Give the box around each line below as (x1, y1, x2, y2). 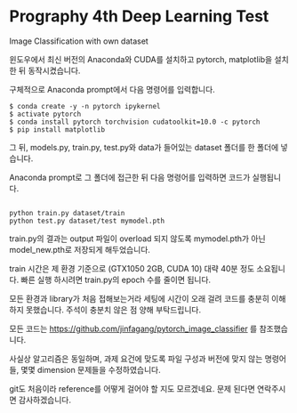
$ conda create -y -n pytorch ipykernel (9, 101, 162, 110)
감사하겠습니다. (18, 394, 72, 405)
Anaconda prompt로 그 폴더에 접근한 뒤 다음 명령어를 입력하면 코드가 (9, 172, 251, 182)
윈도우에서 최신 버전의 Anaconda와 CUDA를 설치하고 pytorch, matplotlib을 (9, 53, 273, 64)
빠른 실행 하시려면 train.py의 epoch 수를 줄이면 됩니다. (20, 274, 212, 285)
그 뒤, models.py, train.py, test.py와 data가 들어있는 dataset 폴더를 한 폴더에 (9, 142, 279, 152)
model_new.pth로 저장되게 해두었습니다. (9, 244, 151, 255)
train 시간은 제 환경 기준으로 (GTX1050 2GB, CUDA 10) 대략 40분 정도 (9, 263, 255, 273)
